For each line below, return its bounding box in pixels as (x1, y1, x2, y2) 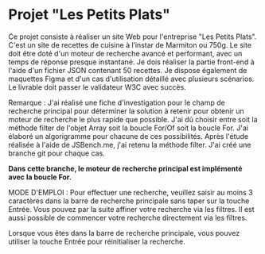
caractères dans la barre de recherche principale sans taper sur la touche (8, 196, 250, 206)
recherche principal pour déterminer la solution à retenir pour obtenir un (8, 106, 244, 116)
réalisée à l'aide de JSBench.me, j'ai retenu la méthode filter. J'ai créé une (8, 140, 252, 149)
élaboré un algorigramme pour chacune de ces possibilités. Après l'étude (8, 131, 249, 140)
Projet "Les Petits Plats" (8, 6, 171, 24)
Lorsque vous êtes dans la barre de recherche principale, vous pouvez (8, 228, 240, 237)
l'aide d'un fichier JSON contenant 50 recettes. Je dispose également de (8, 65, 247, 75)
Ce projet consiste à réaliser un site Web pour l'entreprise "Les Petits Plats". (8, 32, 257, 41)
